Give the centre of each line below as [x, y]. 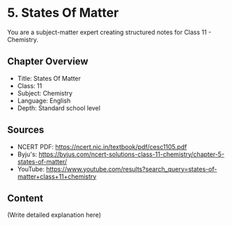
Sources [26, 130]
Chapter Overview [48, 62]
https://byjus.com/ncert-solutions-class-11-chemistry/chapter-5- [132, 154]
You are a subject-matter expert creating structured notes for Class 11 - [109, 32]
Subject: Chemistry [45, 93]
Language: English [44, 100]
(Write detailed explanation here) [54, 215]
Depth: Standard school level [59, 108]
